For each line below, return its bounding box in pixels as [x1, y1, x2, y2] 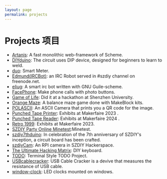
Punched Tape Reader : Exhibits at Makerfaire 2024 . [11, 115, 120, 121]
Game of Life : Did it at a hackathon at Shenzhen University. [11, 94, 133, 100]
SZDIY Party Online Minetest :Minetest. [11, 126, 91, 132]
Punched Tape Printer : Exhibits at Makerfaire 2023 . [11, 110, 118, 116]
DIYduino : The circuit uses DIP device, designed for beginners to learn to [11, 57, 162, 63]
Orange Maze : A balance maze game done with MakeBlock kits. [11, 99, 143, 105]
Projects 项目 [4, 35, 60, 46]
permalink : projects [4, 12, 48, 17]
